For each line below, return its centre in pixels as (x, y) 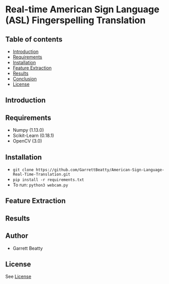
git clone (23, 170)
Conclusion (25, 79)
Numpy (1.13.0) (28, 130)
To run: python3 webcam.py (40, 185)
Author (17, 236)
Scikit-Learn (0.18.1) (33, 136)
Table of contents (34, 39)
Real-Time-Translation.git (41, 175)
